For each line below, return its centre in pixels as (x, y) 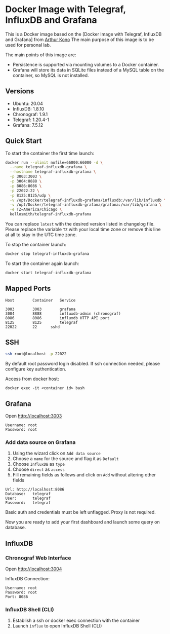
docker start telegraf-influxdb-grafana (49, 273)
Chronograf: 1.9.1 (30, 114)
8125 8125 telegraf (42, 322)
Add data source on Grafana (40, 442)
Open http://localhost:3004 (34, 569)
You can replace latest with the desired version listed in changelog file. (80, 224)
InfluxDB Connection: (27, 579)
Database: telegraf (28, 494)
